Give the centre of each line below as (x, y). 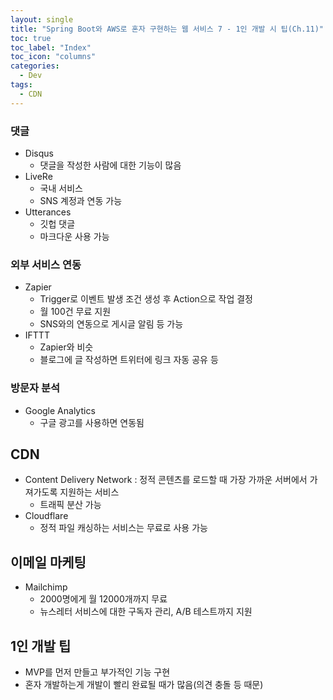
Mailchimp (46, 587)
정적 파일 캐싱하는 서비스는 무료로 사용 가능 (123, 528)
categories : (35, 66)
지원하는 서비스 (89, 492)
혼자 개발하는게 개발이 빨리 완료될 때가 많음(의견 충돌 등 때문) (144, 684)
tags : (21, 85)
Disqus (39, 153)
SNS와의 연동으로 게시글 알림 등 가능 (111, 324)
